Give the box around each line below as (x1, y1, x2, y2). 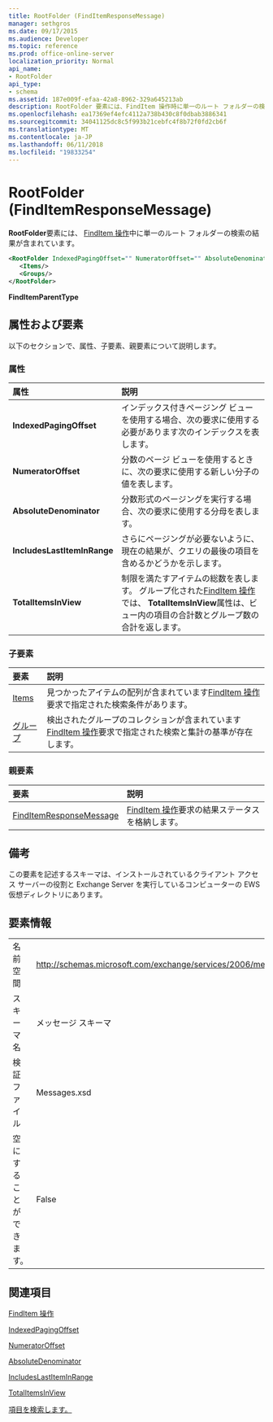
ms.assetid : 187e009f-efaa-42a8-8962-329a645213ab (8, 95, 184, 103)
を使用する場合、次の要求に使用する (121, 414, 260, 425)
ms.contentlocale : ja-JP (8, 133, 93, 141)
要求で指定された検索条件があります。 (46, 699, 193, 710)
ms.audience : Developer (8, 34, 89, 43)
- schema (8, 87, 38, 96)
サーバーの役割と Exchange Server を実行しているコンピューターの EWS (17, 879, 260, 889)
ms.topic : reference (8, 42, 79, 50)
